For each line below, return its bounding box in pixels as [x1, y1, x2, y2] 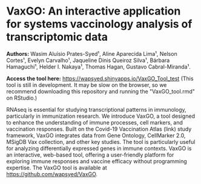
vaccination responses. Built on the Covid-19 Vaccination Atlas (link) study [6, 125, 192, 132]
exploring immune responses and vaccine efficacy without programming [6, 157, 188, 165]
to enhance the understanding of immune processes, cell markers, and [6, 118, 183, 126]
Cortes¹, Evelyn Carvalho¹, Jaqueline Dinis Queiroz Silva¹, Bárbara [6, 56, 170, 64]
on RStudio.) [6, 94, 38, 101]
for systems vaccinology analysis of [6, 17, 193, 31]
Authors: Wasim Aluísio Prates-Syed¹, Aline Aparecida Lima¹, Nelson [6, 50, 177, 57]
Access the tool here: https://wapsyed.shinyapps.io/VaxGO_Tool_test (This [6, 75, 194, 82]
